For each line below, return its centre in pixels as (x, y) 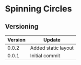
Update (52, 40)
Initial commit (45, 56)
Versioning (22, 27)
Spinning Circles (39, 9)
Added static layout (52, 48)
